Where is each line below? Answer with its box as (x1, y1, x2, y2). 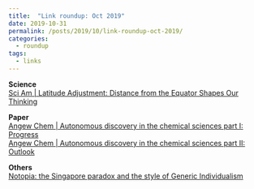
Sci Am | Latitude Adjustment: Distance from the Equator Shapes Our (8, 88, 239, 97)
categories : (8, 34, 49, 43)
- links (15, 58, 42, 66)
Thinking (8, 97, 38, 106)
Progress (8, 129, 39, 139)
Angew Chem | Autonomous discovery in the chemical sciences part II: (8, 138, 246, 148)
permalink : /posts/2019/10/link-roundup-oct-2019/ (8, 27, 183, 35)
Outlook (8, 147, 35, 157)
